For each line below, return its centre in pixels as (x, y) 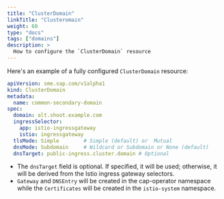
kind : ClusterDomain (37, 90)
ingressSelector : (38, 122)
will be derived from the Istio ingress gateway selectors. (96, 174)
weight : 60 (23, 26)
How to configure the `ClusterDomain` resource (82, 52)
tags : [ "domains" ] (33, 39)
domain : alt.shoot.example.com (58, 116)
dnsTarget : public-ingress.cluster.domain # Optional (91, 154)
